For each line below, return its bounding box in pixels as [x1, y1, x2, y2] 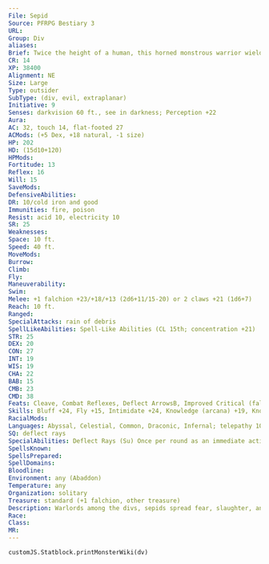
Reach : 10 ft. [8, 302, 56, 310]
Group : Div [8, 34, 45, 43]
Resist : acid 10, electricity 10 [8, 213, 120, 221]
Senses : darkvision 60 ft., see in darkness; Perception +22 [8, 109, 217, 117]
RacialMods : [8, 415, 48, 423]
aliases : [8, 42, 38, 50]
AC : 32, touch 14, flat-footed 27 [8, 124, 124, 132]
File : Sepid [8, 11, 48, 20]
